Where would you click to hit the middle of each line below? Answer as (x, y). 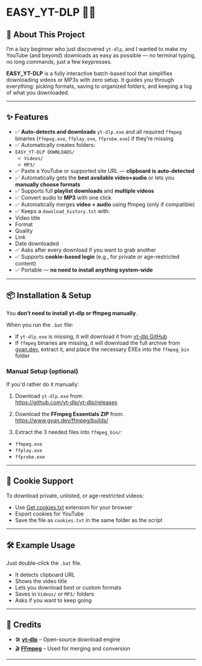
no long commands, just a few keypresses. (59, 62)
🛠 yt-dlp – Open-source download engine (67, 640)
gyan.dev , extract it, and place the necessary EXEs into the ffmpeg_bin (102, 349)
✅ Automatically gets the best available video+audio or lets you (94, 178)
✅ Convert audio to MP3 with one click (63, 198)
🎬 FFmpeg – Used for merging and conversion (72, 649)
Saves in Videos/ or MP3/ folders (54, 594)
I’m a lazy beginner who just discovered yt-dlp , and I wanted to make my (97, 49)
